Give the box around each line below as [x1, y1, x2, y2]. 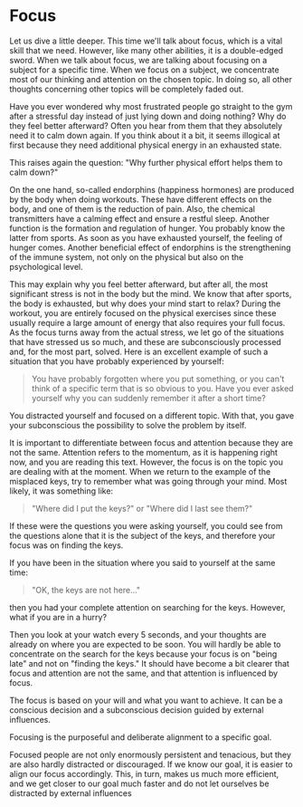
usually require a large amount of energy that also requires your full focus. [9, 317, 286, 328]
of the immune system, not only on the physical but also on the [9, 251, 244, 263]
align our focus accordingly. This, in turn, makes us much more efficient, [9, 768, 279, 779]
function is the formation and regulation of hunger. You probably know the [9, 223, 286, 234]
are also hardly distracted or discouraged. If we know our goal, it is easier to [9, 758, 293, 770]
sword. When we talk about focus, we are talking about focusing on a [9, 54, 268, 65]
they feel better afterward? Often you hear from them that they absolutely [9, 120, 283, 131]
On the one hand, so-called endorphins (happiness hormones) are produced [9, 184, 295, 195]
